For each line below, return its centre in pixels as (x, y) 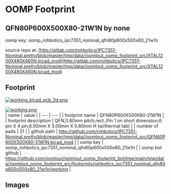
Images (17, 185)
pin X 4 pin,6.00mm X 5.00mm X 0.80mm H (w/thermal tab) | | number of (82, 126)
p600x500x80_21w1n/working (37, 169)
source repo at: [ (23, 50)
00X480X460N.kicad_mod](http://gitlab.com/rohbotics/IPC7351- (73, 61)
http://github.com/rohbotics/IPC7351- (98, 131)
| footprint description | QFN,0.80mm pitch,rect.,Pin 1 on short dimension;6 (83, 120)
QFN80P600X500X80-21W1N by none (68, 28)
